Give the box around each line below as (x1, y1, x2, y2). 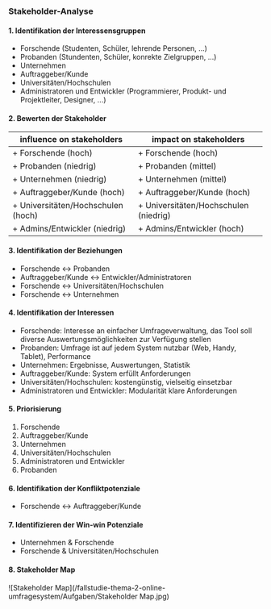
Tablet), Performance (19, 351, 91, 361)
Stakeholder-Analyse (8, 6, 94, 17)
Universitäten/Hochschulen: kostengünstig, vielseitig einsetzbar (19, 377, 232, 386)
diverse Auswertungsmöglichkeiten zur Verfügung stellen (19, 334, 211, 344)
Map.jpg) (140, 591, 169, 601)
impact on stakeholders (152, 134, 245, 145)
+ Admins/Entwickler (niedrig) (12, 223, 127, 235)
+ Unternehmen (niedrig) (12, 173, 107, 185)
